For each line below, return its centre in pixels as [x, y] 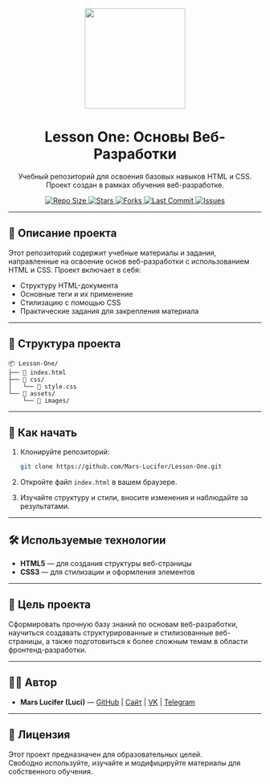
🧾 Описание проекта [63, 234]
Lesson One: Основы [117, 137]
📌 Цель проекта [49, 605]
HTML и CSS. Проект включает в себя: [75, 269]
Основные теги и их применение [76, 293]
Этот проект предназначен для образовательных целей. [105, 754]
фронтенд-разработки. [47, 650]
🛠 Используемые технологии [87, 540]
